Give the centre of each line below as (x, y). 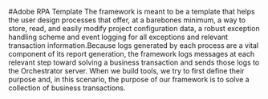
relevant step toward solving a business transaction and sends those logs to (134, 62)
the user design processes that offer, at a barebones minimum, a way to (127, 20)
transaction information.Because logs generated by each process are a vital (134, 46)
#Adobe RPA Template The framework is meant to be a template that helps (132, 12)
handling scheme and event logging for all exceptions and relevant (118, 37)
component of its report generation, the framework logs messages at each (132, 54)
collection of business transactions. (67, 88)
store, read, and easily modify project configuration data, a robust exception (134, 28)
